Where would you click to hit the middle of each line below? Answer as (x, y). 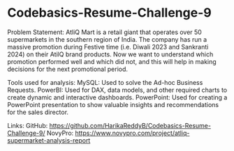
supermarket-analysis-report (49, 140)
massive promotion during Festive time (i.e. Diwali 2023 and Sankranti (108, 47)
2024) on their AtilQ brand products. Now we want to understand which (110, 54)
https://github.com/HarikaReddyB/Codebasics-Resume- (130, 125)
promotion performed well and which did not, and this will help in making (112, 61)
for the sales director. (38, 112)
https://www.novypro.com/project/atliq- (132, 133)
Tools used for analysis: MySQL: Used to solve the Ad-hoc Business (105, 82)
